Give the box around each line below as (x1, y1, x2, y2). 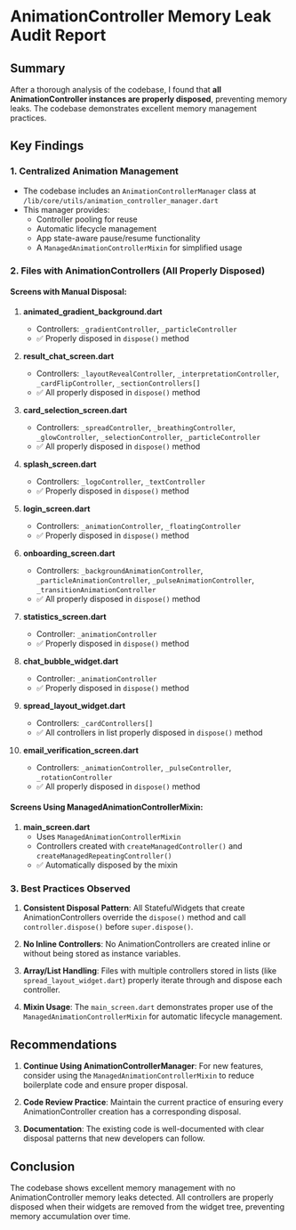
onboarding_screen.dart (22, 548, 116, 558)
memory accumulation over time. (10, 1210, 132, 1221)
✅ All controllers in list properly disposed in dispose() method (36, 727, 263, 737)
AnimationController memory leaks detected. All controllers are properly (10, 1192, 274, 1202)
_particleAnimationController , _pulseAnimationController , (36, 574, 255, 585)
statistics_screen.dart (22, 611, 107, 622)
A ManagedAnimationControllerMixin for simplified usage (36, 242, 243, 253)
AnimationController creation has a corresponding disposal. (22, 1106, 242, 1117)
